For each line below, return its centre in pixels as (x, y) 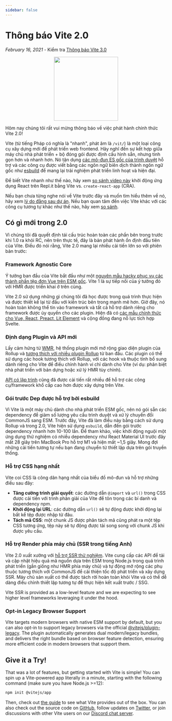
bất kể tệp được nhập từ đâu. (43, 514)
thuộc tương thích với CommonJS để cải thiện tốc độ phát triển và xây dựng (85, 572)
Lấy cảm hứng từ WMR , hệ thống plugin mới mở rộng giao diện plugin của (83, 348)
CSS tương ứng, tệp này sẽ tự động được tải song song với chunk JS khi (89, 526)
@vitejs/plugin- (144, 628)
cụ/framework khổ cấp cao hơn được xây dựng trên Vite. (65, 385)
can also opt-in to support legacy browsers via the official (66, 628)
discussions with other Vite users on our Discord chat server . (70, 713)
